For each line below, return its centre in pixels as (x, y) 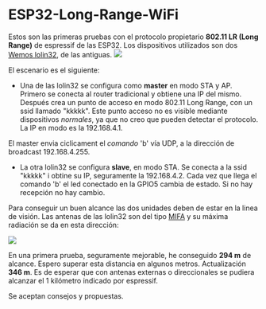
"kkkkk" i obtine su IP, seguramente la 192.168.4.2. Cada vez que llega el (138, 175)
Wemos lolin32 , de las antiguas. (60, 54)
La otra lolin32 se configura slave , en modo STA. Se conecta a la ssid (133, 167)
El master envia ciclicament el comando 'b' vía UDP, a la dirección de (121, 143)
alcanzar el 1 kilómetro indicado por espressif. (83, 280)
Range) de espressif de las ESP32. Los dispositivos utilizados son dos (123, 45)
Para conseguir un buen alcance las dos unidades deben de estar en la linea (133, 208)
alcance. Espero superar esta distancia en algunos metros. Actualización (127, 264)
